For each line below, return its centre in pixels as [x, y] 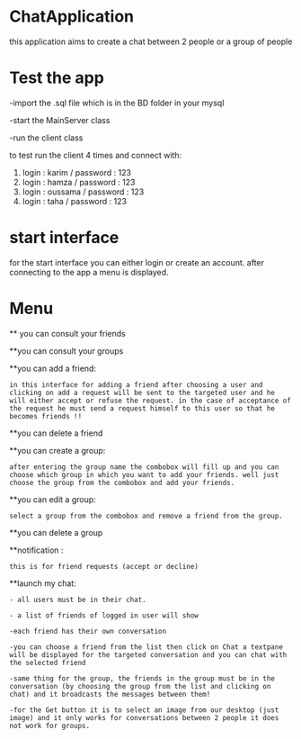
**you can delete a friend [56, 433]
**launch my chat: [43, 583]
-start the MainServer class [60, 120]
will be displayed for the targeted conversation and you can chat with [148, 654]
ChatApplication [72, 17]
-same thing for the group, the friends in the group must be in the [142, 678]
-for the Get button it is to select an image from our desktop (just [144, 710]
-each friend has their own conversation [88, 631]
